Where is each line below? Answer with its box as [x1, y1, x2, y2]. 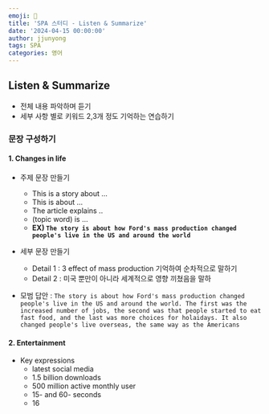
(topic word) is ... [31, 214, 88, 223]
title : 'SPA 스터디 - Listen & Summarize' [8, 19, 148, 27]
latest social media [31, 364, 94, 374]
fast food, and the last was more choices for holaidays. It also [19, 314, 247, 322]
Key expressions [19, 355, 75, 366]
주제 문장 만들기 [19, 172, 70, 182]
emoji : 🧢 [8, 11, 38, 20]
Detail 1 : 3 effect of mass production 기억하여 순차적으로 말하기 [31, 263, 238, 273]
